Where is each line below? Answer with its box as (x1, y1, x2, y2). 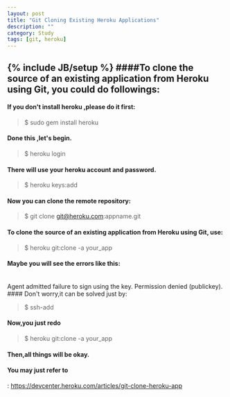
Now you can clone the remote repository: (7, 196, 132, 205)
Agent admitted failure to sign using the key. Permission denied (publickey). (7, 282, 223, 290)
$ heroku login (24, 149, 66, 158)
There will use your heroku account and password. (7, 165, 157, 174)
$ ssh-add (24, 303, 54, 311)
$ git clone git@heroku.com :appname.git (24, 212, 141, 221)
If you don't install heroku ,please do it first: (7, 103, 136, 111)
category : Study (7, 29, 54, 37)
